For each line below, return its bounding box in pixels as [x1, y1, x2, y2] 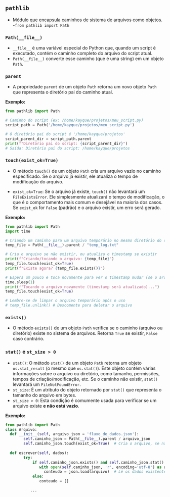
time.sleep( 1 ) [5, 279, 35, 285]
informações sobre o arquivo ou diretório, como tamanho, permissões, [12, 370, 160, 376]
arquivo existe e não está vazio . [12, 403, 79, 409]
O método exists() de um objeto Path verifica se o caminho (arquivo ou [12, 325, 163, 331]
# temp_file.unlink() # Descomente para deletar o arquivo [5, 303, 133, 308]
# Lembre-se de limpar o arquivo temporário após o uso [5, 298, 125, 303]
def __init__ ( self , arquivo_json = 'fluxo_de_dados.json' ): [10, 432, 139, 437]
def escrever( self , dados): [10, 450, 69, 456]
